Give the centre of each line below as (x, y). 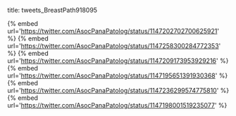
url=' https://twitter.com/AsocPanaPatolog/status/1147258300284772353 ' (114, 46)
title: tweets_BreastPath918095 (52, 10)
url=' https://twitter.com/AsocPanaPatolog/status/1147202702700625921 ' (113, 31)
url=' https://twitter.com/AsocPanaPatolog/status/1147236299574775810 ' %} (118, 90)
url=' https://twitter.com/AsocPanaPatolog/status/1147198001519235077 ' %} (117, 105)
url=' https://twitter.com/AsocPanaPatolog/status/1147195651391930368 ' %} (118, 75)
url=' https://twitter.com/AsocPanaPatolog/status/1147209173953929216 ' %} (118, 61)
